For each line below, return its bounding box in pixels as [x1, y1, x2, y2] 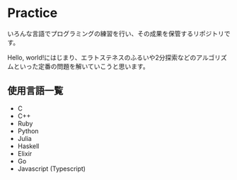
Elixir [17, 149, 33, 157]
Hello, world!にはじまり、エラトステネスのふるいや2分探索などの [7, 53, 197, 62]
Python [17, 126, 39, 135]
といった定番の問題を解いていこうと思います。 [13, 62, 150, 70]
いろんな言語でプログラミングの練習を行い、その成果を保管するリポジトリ [7, 29, 224, 38]
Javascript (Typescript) [17, 164, 86, 173]
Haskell [17, 142, 40, 150]
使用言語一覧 [7, 85, 64, 97]
